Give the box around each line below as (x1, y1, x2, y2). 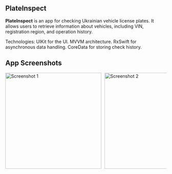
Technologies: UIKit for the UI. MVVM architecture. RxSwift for (5, 38, 137, 45)
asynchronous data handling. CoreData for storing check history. (5, 43, 142, 50)
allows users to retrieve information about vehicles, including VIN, (5, 23, 144, 29)
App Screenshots (5, 59, 62, 68)
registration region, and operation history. (5, 28, 93, 35)
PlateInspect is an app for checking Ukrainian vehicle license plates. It (5, 17, 154, 24)
